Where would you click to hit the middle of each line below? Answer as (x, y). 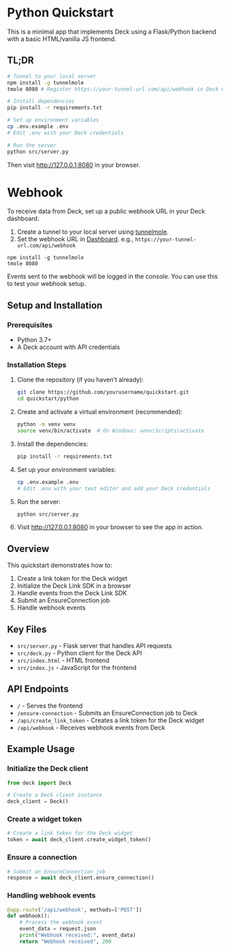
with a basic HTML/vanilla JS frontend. (62, 38)
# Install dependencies (41, 101)
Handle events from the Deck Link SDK (72, 593)
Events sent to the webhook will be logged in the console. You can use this (112, 276)
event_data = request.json (58, 929)
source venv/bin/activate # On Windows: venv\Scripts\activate (111, 431)
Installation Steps (37, 365)
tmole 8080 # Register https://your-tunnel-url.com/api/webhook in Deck (113, 89)
